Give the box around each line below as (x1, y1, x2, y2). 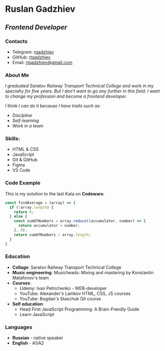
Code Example (5, 180, 41, 187)
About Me (5, 71, 29, 78)
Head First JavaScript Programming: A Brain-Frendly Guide (19, 306, 139, 312)
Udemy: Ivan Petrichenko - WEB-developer (19, 285, 107, 291)
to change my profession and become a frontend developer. (5, 94, 127, 99)
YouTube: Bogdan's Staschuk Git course (19, 295, 102, 301)
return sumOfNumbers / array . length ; (14, 232, 91, 237)
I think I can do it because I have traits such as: (5, 103, 101, 109)
